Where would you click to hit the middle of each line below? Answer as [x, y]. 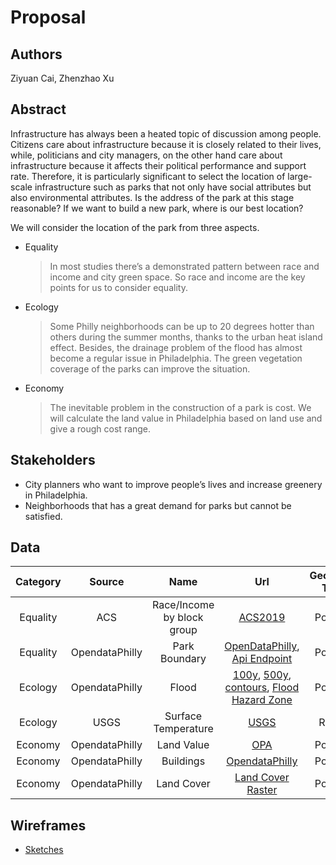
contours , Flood [262, 688]
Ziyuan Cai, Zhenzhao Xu [62, 78]
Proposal [48, 17]
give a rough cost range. [100, 428]
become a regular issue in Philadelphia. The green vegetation [176, 358]
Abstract [38, 109]
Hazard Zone [262, 700]
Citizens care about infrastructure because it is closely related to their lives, [166, 144]
